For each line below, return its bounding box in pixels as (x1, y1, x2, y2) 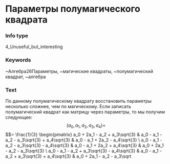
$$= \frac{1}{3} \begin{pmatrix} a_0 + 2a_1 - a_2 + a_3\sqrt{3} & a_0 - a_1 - (5, 131, 162, 137)
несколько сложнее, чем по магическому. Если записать (5, 103, 132, 110)
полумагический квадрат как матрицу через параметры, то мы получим (5, 109, 165, 115)
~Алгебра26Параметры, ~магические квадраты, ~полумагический (5, 68, 154, 74)
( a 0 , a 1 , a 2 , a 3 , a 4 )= (66, 122, 106, 129)
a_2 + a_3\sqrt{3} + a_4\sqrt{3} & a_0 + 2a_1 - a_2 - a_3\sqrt (5, 153, 132, 159)
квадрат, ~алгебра (5, 74, 46, 80)
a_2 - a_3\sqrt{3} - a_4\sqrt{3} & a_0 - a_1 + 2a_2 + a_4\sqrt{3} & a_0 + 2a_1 (5, 142, 164, 148)
